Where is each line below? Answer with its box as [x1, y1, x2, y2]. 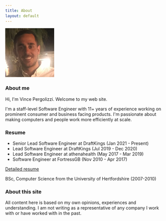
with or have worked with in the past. [5, 210, 82, 216]
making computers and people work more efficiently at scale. [5, 116, 132, 122]
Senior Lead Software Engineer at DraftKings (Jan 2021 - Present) [12, 140, 149, 146]
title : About [5, 8, 33, 13]
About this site [5, 188, 42, 195]
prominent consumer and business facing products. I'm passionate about [5, 111, 156, 117]
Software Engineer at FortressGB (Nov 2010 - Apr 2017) [12, 156, 127, 162]
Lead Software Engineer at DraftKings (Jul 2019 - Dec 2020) [12, 146, 138, 152]
